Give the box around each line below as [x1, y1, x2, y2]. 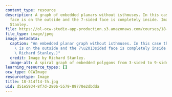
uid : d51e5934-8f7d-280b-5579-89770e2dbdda [5, 84, 100, 89]
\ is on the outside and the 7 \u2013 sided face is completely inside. [14, 46, 168, 51]
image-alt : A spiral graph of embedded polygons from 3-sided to [10, 60, 153, 65]
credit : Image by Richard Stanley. [10, 55, 86, 61]
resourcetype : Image [5, 74, 50, 80]
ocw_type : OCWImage [5, 70, 47, 75]
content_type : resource [5, 7, 56, 13]
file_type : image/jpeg [5, 31, 54, 36]
